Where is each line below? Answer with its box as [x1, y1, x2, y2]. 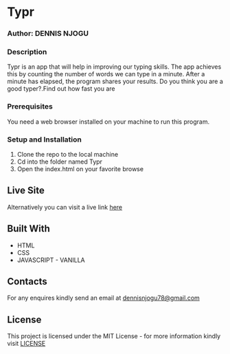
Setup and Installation [7, 135, 82, 144]
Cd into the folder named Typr [16, 157, 103, 166]
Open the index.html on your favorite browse [16, 165, 144, 173]
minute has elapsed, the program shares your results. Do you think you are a [7, 77, 223, 86]
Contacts [7, 276, 48, 287]
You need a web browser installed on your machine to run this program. [7, 118, 210, 126]
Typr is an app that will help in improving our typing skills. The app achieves [7, 63, 222, 71]
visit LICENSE [7, 340, 46, 348]
